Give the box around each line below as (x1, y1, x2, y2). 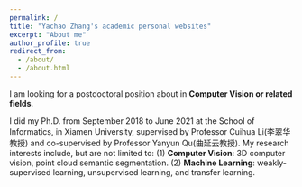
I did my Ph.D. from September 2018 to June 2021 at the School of (9, 115, 255, 126)
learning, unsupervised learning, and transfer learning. (52, 166, 255, 177)
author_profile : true (9, 38, 91, 48)
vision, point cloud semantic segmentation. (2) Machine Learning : (9, 157, 255, 168)
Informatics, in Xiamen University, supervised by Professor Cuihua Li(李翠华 (9, 126, 291, 136)
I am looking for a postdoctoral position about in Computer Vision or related (9, 88, 293, 99)
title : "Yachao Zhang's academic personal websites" (9, 22, 212, 31)
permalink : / (9, 13, 59, 23)
